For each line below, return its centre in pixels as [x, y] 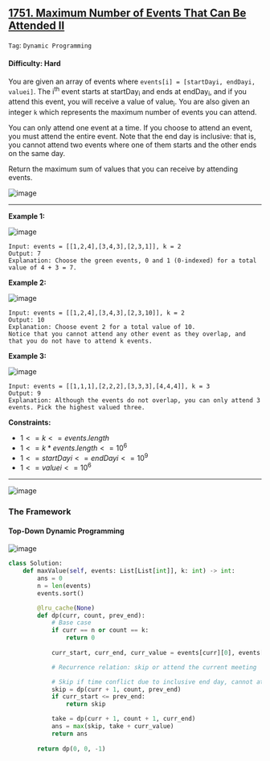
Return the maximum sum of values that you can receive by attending [123, 169]
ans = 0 [50, 578]
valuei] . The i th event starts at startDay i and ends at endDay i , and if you [128, 92]
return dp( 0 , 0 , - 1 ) [72, 749]
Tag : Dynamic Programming [50, 45]
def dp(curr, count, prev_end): [92, 615]
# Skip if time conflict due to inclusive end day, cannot [152, 682]
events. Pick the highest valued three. [77, 408]
